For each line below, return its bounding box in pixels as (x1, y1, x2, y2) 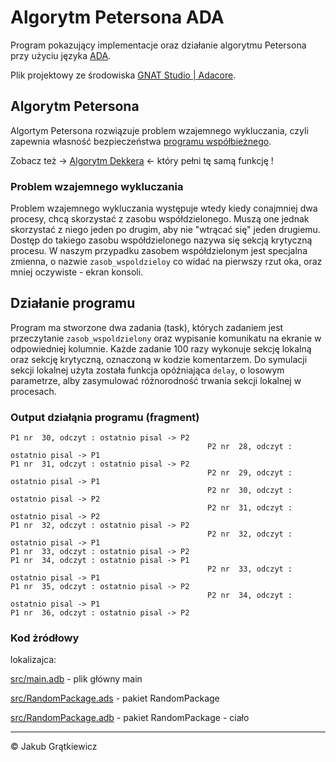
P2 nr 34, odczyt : (207, 591, 293, 601)
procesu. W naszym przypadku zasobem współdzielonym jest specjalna (10, 245, 308, 257)
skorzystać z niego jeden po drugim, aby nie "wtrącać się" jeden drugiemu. (10, 224, 321, 236)
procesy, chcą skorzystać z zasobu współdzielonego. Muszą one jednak (10, 213, 310, 225)
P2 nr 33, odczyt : (207, 564, 293, 575)
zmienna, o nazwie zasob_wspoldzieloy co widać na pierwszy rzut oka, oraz (10, 256, 323, 268)
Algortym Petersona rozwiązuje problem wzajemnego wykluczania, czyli (10, 124, 309, 136)
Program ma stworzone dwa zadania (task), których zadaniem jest (10, 321, 284, 333)
